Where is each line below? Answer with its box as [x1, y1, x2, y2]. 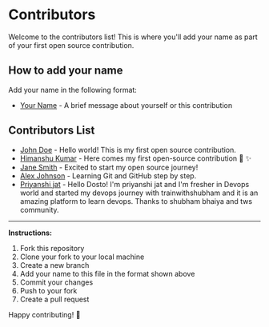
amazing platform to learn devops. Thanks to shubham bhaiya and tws [19, 196, 253, 205]
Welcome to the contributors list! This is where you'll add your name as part [8, 32, 258, 42]
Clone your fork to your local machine [19, 252, 145, 261]
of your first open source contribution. [8, 40, 134, 50]
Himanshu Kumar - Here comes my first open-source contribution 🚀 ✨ [19, 154, 252, 163]
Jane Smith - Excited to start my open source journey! [19, 162, 199, 172]
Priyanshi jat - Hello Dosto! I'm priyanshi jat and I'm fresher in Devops [19, 179, 250, 189]
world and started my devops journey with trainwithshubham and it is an [19, 188, 259, 197]
